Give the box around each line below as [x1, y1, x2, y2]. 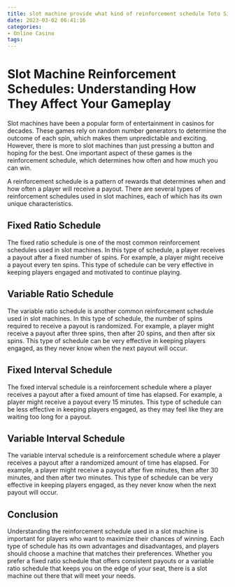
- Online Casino [7, 29, 55, 37]
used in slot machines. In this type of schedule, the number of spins [7, 314, 203, 322]
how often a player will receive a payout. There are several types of [7, 184, 201, 193]
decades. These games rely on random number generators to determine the [7, 126, 227, 135]
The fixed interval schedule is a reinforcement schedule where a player [7, 382, 212, 391]
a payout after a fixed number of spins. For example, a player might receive [7, 253, 224, 261]
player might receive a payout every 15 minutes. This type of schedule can [7, 398, 222, 406]
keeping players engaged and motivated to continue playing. [7, 268, 182, 276]
